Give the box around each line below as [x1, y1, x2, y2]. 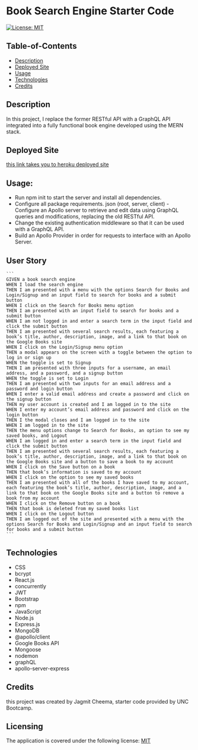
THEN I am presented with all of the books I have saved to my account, [6, 480, 190, 486]
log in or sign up [6, 355, 52, 361]
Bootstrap [14, 595, 39, 602]
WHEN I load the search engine [6, 282, 84, 287]
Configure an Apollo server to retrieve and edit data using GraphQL [14, 207, 179, 214]
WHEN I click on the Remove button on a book [6, 501, 120, 507]
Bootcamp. [6, 704, 33, 711]
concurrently [14, 582, 46, 590]
